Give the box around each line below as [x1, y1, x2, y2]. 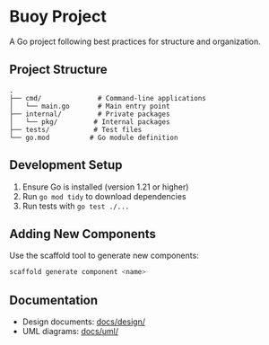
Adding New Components [9, 226, 157, 242]
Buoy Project [9, 6, 108, 27]
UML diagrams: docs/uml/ [22, 326, 119, 337]
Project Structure [9, 62, 108, 77]
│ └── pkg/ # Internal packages [9, 117, 170, 127]
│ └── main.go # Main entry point [9, 102, 170, 111]
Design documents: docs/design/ [22, 316, 146, 327]
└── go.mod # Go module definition [9, 133, 178, 142]
